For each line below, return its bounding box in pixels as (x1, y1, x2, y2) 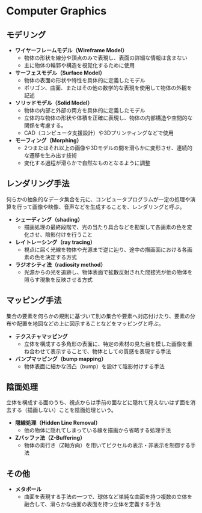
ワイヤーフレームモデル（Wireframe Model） (14, 47, 128, 53)
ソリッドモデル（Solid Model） (14, 99, 93, 106)
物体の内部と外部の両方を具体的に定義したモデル (23, 107, 145, 114)
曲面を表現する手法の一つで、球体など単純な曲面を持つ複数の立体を (23, 493, 193, 500)
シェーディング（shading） (14, 216, 83, 223)
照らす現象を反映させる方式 (23, 276, 93, 283)
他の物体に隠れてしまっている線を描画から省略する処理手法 (23, 426, 171, 434)
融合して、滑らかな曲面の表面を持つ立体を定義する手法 (23, 500, 161, 508)
